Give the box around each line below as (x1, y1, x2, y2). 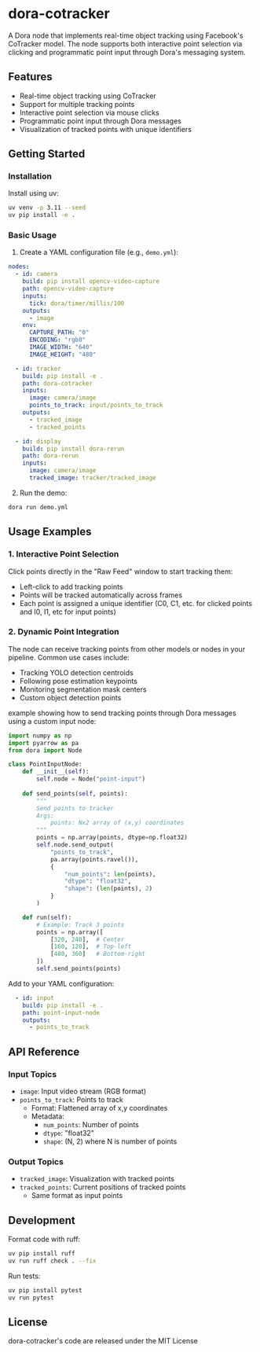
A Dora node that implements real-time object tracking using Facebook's (8, 31, 244, 40)
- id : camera (15, 270, 58, 278)
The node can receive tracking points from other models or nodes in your (8, 644, 246, 653)
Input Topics (8, 1068, 57, 1079)
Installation (8, 171, 53, 182)
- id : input (15, 994, 55, 1002)
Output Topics (8, 1156, 64, 1167)
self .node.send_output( (36, 841, 114, 849)
